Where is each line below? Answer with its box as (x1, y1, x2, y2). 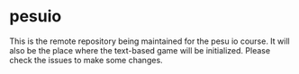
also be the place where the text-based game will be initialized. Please (9, 45, 271, 55)
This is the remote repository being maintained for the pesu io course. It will (9, 36, 290, 46)
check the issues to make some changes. (9, 54, 164, 65)
